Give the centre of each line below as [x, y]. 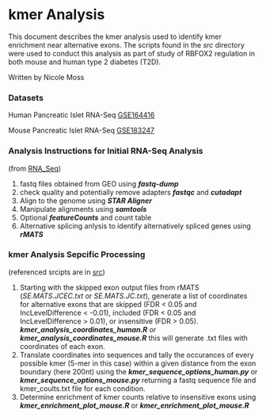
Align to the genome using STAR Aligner [86, 201]
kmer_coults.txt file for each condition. [82, 388]
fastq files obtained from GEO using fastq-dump [99, 183]
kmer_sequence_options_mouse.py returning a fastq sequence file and [138, 380]
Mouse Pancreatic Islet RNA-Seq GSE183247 [82, 130]
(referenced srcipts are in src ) [57, 272]
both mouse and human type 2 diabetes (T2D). [85, 62]
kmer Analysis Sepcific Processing [77, 255]
